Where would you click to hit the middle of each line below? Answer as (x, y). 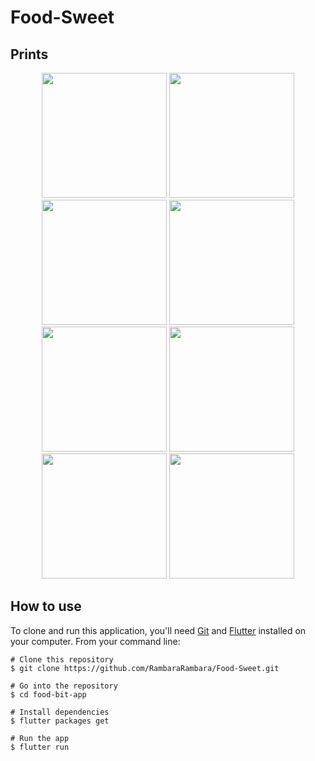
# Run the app (40, 738)
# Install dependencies (60, 712)
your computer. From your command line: (95, 641)
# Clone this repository (62, 659)
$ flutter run (40, 747)
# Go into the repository (64, 686)
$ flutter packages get (60, 721)
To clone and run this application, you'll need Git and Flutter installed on (158, 630)
